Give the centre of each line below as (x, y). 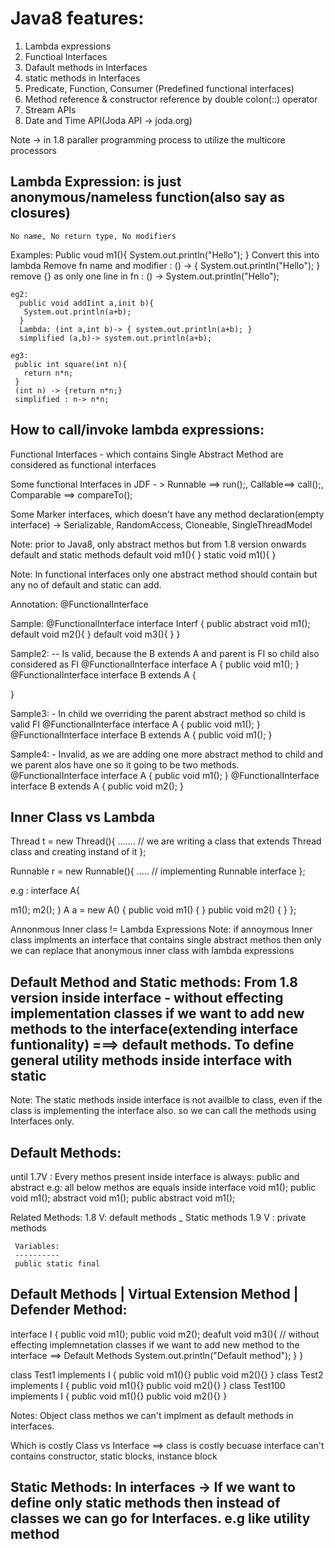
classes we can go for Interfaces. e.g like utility (160, 1518)
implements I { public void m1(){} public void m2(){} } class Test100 (148, 1385)
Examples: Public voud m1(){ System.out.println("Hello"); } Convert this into (165, 254)
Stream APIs (50, 109)
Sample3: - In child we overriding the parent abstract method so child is (158, 713)
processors (33, 150)
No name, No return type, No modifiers (93, 236)
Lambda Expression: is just (96, 182)
